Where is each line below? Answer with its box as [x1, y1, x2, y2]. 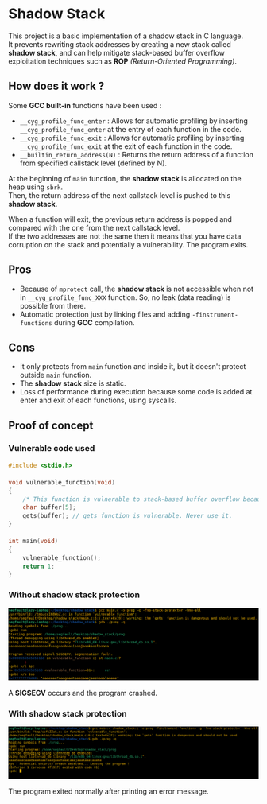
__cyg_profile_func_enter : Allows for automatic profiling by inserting [19, 116, 249, 126]
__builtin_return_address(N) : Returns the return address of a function [19, 150, 254, 159]
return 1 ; [22, 562, 56, 570]
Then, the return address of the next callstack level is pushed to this [8, 190, 231, 200]
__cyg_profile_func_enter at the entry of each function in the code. [19, 124, 242, 134]
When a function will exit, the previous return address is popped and [8, 214, 233, 223]
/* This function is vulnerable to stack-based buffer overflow [22, 495, 240, 503]
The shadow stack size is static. [19, 379, 126, 388]
